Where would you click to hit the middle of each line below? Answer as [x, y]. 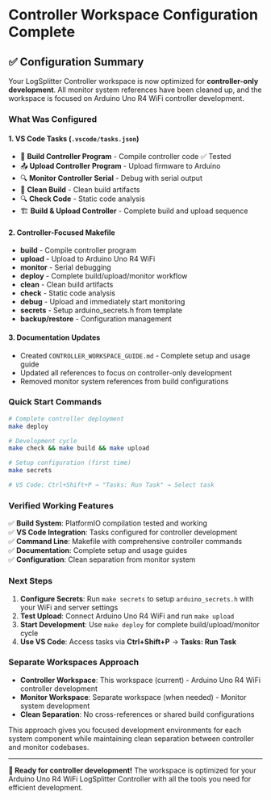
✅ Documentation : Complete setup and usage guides [98, 551]
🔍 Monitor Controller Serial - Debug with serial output [111, 178]
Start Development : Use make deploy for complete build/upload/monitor [140, 624]
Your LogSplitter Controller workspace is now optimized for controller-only [133, 81]
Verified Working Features [61, 505]
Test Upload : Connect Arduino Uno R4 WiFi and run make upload [127, 616]
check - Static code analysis [67, 293]
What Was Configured [53, 119]
